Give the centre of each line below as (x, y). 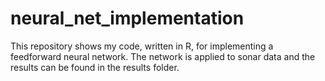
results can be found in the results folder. (95, 67)
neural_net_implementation (127, 18)
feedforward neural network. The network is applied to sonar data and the (163, 56)
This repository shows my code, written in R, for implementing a (142, 46)
